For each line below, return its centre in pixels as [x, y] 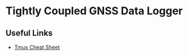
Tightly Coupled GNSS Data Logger [94, 11]
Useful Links [29, 33]
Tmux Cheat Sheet [37, 47]
